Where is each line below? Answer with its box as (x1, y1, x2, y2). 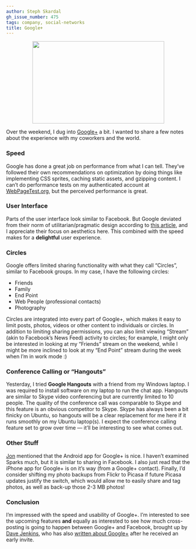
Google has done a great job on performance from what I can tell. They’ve (6, 162, 185, 170)
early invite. (6, 536, 35, 543)
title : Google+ (6, 25, 43, 31)
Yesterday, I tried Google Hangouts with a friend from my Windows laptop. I (6, 381, 190, 388)
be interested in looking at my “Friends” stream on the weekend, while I (6, 341, 178, 348)
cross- (167, 517, 183, 524)
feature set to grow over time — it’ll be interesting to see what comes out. (6, 424, 183, 431)
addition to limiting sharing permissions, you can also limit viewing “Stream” (6, 328, 189, 335)
